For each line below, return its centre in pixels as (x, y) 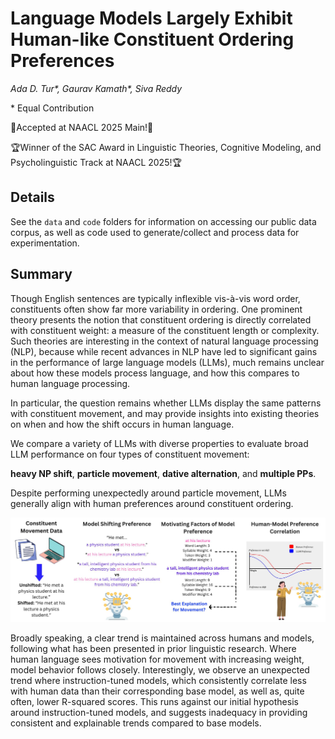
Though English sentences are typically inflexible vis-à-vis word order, (155, 298)
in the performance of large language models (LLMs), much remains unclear (167, 362)
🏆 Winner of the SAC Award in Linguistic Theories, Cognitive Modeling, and (166, 147)
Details (32, 197)
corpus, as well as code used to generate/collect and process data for (155, 232)
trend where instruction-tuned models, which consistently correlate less (158, 681)
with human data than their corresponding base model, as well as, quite (157, 691)
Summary (41, 274)
